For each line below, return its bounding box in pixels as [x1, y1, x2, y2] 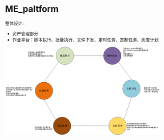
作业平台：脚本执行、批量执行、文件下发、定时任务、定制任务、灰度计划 [12, 37, 159, 43]
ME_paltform [5, 3, 59, 15]
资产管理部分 [12, 30, 38, 36]
